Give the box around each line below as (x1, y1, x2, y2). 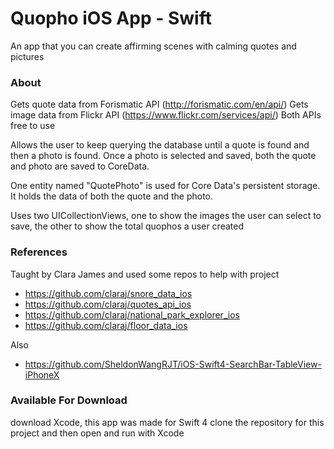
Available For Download (10, 393, 128, 407)
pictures (10, 50, 45, 62)
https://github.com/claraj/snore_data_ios (24, 287, 193, 299)
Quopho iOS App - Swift (10, 7, 212, 30)
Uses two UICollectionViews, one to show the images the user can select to (10, 210, 322, 222)
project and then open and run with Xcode (10, 427, 185, 439)
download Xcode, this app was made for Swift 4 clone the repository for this (10, 416, 325, 428)
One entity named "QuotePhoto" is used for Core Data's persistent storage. (10, 180, 321, 192)
